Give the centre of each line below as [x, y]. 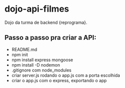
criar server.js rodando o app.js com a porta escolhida [66, 75]
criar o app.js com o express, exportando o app [59, 80]
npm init [20, 54]
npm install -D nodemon [36, 65]
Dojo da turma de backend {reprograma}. [46, 22]
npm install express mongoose [42, 60]
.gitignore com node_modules [41, 70]
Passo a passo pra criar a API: [51, 38]
